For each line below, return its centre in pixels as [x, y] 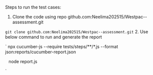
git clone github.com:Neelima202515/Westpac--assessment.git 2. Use [77, 32]
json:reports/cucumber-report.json [41, 52]
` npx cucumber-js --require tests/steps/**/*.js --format [62, 46]
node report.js [23, 61]
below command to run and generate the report [54, 37]
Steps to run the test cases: [33, 7]
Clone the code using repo [39, 17]
